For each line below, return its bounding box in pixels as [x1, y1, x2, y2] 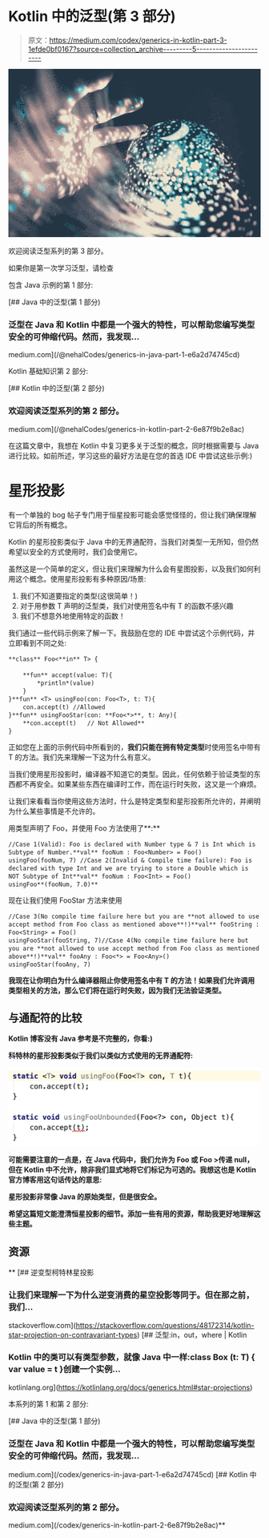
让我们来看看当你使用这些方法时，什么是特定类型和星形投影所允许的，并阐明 [8, 796, 261, 806]
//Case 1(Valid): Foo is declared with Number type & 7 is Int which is [8, 840, 256, 848]
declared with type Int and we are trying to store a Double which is [8, 864, 249, 872]
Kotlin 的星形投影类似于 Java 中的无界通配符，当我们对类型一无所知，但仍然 [8, 537, 259, 546]
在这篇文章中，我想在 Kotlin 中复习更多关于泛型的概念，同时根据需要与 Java [8, 441, 259, 450]
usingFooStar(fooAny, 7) [8, 960, 91, 968]
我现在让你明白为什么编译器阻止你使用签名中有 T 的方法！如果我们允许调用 [8, 975, 255, 985]
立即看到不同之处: [8, 638, 67, 647]
